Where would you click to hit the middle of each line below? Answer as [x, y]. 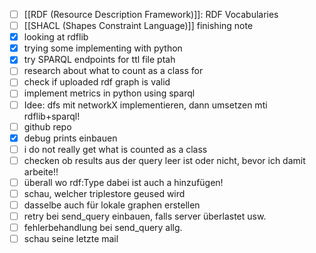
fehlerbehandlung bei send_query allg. [103, 228]
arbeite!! [41, 171]
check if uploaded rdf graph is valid [97, 82]
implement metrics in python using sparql [109, 93]
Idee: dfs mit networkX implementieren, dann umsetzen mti [145, 105]
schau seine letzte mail [71, 239]
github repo [47, 126]
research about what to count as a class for [113, 71]
